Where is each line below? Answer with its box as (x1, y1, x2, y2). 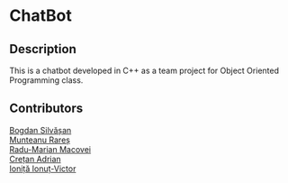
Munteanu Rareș (9, 134, 70, 145)
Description (9, 41, 76, 57)
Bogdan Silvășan (9, 124, 72, 135)
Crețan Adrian (9, 153, 61, 164)
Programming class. (9, 75, 84, 86)
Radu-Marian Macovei (9, 143, 92, 154)
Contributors (9, 101, 84, 116)
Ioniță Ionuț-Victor (9, 163, 76, 174)
